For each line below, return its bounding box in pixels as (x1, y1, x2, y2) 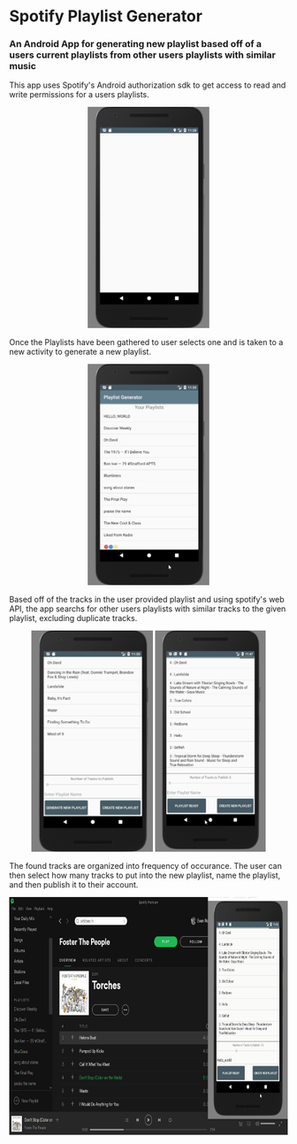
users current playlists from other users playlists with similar (9, 49, 276, 61)
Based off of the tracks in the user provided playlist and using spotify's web (9, 595, 285, 605)
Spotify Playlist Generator (9, 6, 203, 27)
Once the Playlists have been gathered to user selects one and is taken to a (9, 337, 284, 348)
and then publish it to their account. (9, 879, 139, 890)
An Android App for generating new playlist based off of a (9, 38, 263, 50)
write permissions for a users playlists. (9, 89, 150, 100)
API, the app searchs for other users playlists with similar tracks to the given (9, 603, 286, 614)
